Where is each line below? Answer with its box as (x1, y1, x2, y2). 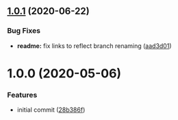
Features (7, 90, 38, 99)
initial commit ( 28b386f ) (16, 106, 86, 114)
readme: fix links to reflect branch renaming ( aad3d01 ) (16, 41, 173, 50)
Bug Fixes (7, 26, 41, 36)
